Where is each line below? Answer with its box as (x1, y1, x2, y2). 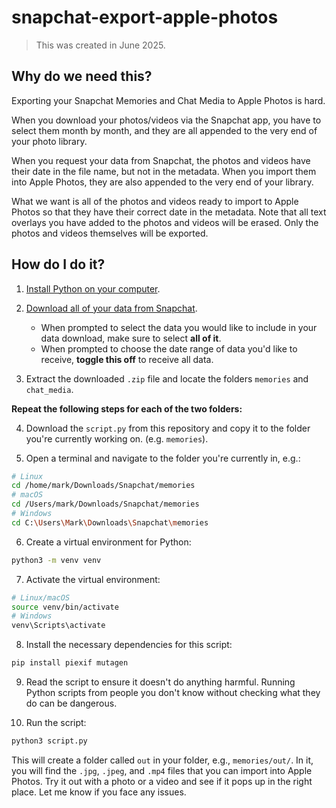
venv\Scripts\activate (11, 621, 106, 631)
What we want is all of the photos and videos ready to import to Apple (11, 195, 299, 207)
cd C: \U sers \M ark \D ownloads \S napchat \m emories (11, 517, 209, 528)
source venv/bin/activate (11, 602, 119, 612)
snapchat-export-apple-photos (11, 6, 279, 29)
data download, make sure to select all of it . (40, 332, 222, 344)
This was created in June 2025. (35, 39, 166, 51)
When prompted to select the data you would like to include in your (40, 321, 318, 333)
